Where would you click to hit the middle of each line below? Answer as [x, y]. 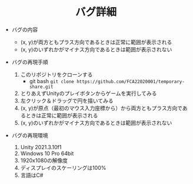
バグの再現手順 [30, 62]
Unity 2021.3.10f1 [41, 147]
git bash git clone [52, 81]
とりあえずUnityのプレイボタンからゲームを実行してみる [89, 93]
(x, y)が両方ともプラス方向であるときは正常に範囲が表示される [96, 42]
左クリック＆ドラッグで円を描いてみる [67, 100]
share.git [41, 87]
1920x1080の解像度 [44, 160]
